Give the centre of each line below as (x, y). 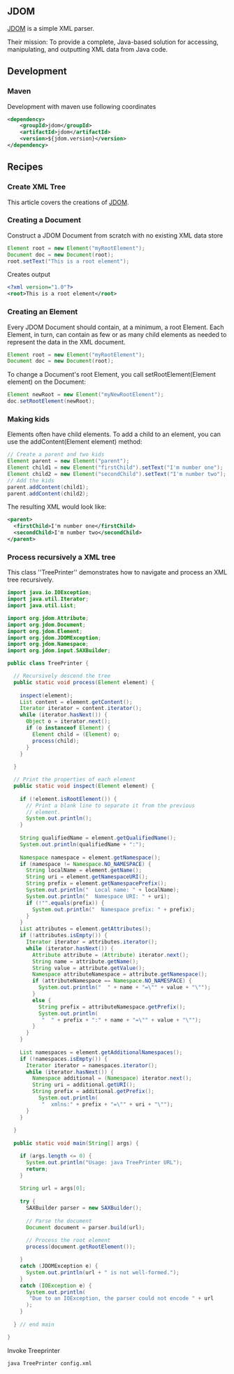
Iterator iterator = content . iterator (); (81, 709)
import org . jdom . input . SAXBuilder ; (59, 651)
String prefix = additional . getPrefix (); (94, 1092)
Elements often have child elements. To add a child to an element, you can (114, 434)
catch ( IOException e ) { (56, 1285)
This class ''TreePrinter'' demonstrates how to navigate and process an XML (117, 572)
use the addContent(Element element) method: (75, 442)
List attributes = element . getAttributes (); (86, 929)
